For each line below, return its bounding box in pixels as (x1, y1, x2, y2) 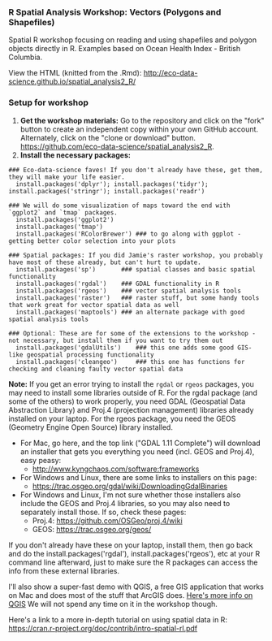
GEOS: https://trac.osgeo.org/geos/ (32, 524, 152, 534)
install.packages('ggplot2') (15, 215, 114, 223)
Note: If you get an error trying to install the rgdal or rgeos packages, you (8, 379, 254, 388)
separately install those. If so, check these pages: (19, 507, 187, 517)
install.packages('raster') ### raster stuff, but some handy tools (15, 293, 260, 302)
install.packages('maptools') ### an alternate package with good (15, 308, 245, 316)
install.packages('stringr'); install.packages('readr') (8, 187, 205, 195)
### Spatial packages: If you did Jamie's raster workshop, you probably (8, 251, 264, 259)
